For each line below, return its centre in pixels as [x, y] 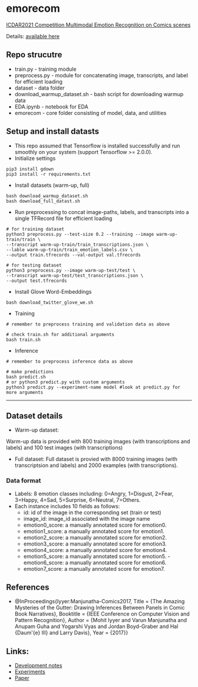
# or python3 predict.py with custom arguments [66, 382]
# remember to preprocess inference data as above [70, 361]
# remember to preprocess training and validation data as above [88, 324]
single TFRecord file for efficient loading [63, 218]
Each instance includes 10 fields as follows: [67, 506]
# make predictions [30, 372]
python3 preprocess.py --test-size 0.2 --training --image [80, 234]
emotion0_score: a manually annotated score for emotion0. [95, 525]
